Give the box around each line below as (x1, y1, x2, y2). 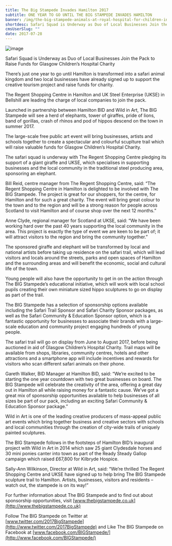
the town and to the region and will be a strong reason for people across (5, 202, 158, 208)
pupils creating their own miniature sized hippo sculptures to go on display (5, 287, 163, 292)
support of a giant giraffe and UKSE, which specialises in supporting (5, 159, 149, 166)
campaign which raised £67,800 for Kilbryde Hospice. (5, 456, 119, 462)
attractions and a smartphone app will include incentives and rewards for (5, 355, 159, 361)
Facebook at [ (5, 529, 35, 535)
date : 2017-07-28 (5, 31, 42, 36)
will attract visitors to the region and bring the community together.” (5, 234, 148, 240)
